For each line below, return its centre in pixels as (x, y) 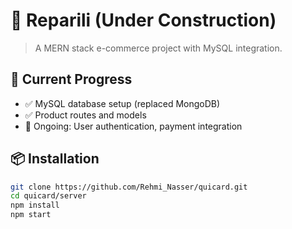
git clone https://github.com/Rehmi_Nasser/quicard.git (129, 187)
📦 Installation (55, 159)
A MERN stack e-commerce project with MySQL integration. (158, 48)
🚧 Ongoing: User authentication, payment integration (133, 126)
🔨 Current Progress (71, 79)
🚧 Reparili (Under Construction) (143, 20)
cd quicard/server (48, 196)
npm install (35, 205)
